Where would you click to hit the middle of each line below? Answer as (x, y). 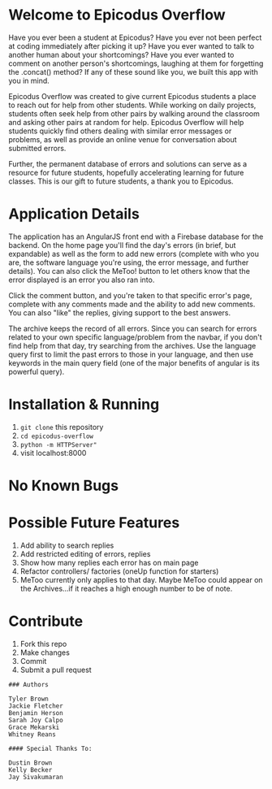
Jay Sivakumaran (36, 777)
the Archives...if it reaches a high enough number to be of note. (126, 588)
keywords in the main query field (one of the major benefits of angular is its (134, 362)
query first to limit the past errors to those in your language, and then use (131, 354)
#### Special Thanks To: (50, 748)
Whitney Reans (32, 734)
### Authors (28, 684)
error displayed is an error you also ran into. (82, 280)
